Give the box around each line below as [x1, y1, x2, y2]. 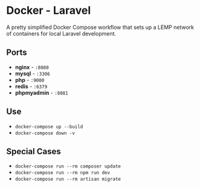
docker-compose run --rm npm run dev [15, 170, 111, 176]
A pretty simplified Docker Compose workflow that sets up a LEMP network [6, 23, 195, 31]
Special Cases [6, 146, 62, 157]
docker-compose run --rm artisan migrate [15, 176, 121, 183]
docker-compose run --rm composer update [15, 163, 121, 169]
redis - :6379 [15, 83, 48, 90]
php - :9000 [15, 76, 45, 83]
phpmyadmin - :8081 [15, 89, 68, 96]
